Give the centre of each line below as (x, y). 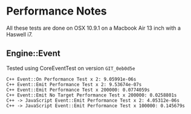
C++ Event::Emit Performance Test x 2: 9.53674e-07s (74, 84)
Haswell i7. (20, 34)
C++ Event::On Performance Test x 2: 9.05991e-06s (71, 79)
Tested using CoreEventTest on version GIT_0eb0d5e (71, 68)
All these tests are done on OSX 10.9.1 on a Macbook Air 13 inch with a (94, 28)
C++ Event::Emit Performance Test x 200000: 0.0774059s (78, 90)
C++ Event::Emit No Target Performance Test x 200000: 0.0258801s (92, 95)
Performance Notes (57, 11)
